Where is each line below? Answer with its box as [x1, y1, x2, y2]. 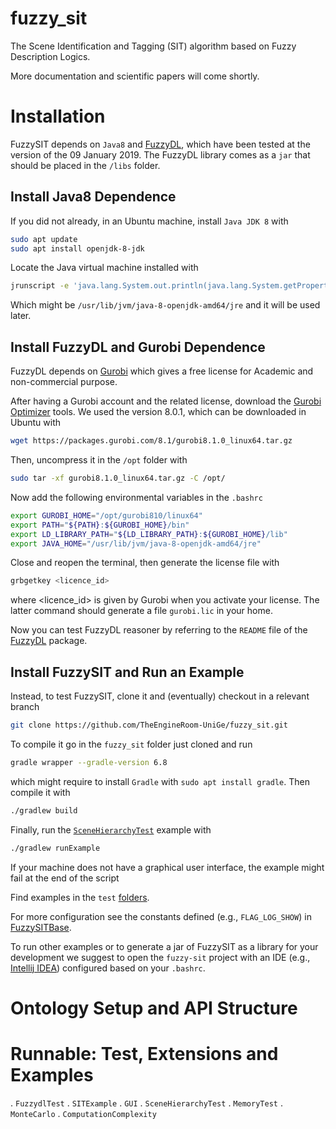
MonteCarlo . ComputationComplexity [10, 1107, 157, 1119]
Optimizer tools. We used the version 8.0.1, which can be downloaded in [10, 406, 307, 418]
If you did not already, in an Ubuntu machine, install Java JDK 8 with [10, 215, 289, 227]
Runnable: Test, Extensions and [10, 1042, 279, 1065]
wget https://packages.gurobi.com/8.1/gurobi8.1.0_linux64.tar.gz [10, 436, 293, 446]
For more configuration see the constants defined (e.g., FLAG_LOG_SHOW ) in [10, 910, 312, 922]
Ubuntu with [10, 417, 62, 429]
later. [10, 310, 32, 322]
